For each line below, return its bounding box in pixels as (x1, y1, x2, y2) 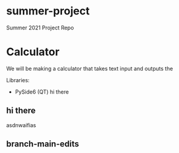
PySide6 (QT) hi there (14, 88, 69, 95)
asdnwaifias (6, 121, 36, 128)
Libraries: (6, 76, 30, 83)
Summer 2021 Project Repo (6, 24, 74, 31)
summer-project (6, 4, 90, 18)
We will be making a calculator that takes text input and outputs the (6, 65, 174, 72)
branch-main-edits (6, 139, 80, 149)
